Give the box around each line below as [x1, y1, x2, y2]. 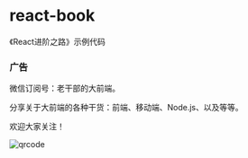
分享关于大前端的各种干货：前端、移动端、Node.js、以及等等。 [9, 102, 243, 113]
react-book [9, 5, 96, 26]
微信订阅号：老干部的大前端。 [9, 83, 120, 94]
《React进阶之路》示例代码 [9, 36, 106, 47]
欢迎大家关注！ [9, 121, 65, 132]
